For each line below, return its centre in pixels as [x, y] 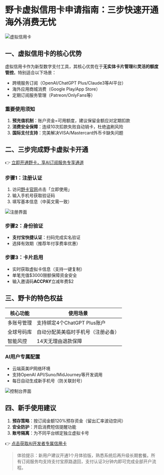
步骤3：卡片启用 [24, 257]
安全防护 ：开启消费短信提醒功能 [44, 427]
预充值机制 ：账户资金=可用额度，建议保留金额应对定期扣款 [71, 121]
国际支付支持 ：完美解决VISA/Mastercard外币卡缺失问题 [68, 133]
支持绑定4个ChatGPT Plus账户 [71, 322]
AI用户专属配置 [23, 357]
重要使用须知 [20, 109]
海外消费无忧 [31, 22]
